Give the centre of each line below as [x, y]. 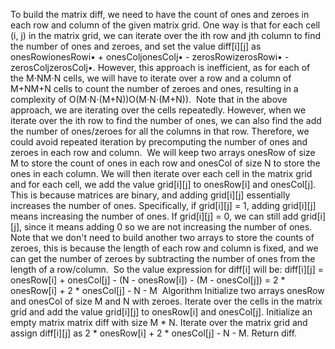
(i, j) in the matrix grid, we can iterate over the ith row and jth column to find [166, 35]
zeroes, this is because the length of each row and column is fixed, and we [164, 248]
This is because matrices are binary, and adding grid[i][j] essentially [150, 195]
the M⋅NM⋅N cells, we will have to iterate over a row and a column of [151, 78]
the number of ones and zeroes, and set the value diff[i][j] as [136, 46]
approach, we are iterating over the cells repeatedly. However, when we [158, 110]
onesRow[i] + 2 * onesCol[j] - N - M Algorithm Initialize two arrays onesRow [167, 290]
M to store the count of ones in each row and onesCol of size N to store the [165, 163]
